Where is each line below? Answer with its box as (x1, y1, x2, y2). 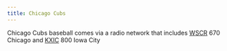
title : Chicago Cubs (7, 10, 67, 17)
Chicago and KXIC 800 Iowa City (7, 35, 101, 44)
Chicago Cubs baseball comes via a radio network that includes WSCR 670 (7, 29, 220, 37)
